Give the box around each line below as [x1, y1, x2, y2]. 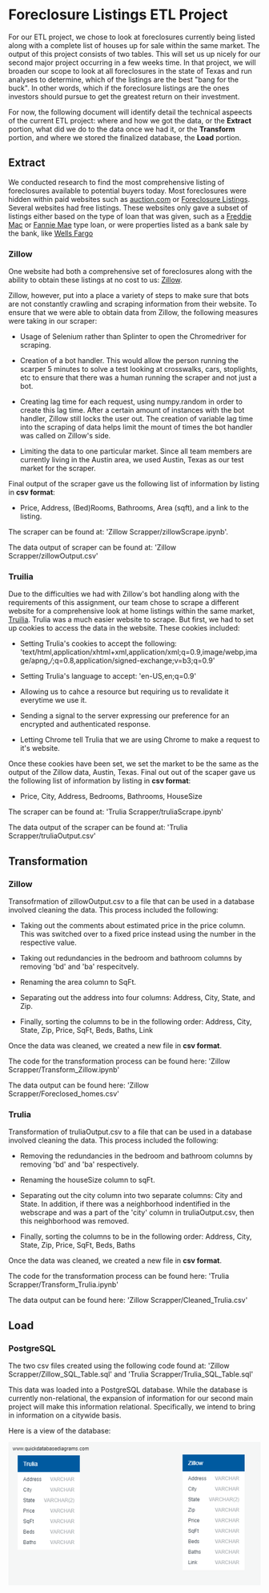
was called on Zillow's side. [19, 431, 111, 441]
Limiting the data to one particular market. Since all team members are [19, 446, 252, 456]
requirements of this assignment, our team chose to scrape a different [8, 598, 239, 607]
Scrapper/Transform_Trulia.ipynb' [8, 1280, 118, 1289]
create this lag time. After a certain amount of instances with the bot [19, 405, 245, 415]
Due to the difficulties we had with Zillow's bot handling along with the [8, 589, 240, 599]
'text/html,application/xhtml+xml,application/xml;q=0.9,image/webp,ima [19, 647, 258, 657]
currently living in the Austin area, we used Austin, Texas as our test [19, 455, 244, 465]
